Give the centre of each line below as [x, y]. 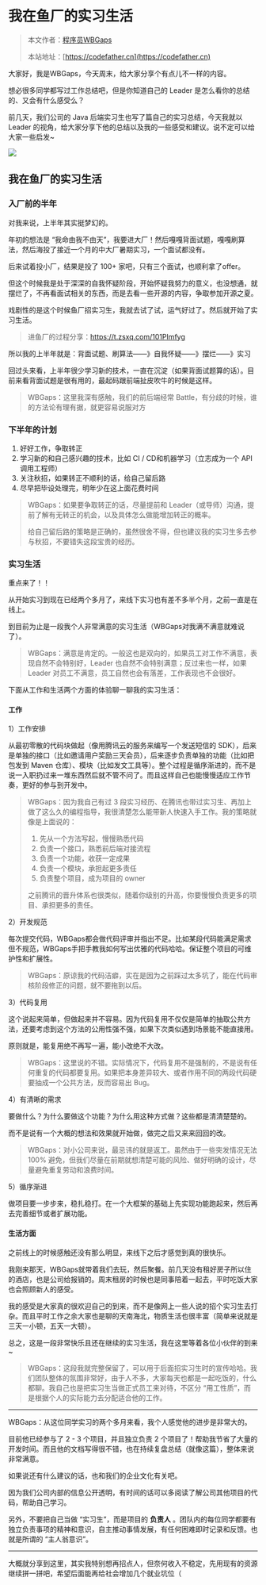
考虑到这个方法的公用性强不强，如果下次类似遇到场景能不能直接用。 [146, 1029]
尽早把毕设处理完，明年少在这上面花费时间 [89, 488]
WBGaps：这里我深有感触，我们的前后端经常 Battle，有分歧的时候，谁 [142, 397]
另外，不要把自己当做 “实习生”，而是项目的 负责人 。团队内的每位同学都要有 [132, 1519]
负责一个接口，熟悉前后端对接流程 [95, 849]
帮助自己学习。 [46, 1502]
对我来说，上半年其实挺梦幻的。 [60, 222]
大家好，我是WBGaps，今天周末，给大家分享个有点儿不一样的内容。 [120, 73]
